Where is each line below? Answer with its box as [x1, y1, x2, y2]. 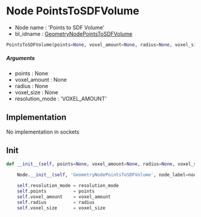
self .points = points [17, 188, 95, 194]
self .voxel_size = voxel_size [17, 204, 106, 211]
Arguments [6, 55, 35, 62]
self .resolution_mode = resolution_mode [17, 183, 119, 189]
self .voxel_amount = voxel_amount [17, 194, 111, 200]
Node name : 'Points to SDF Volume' [14, 24, 105, 31]
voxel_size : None [14, 88, 59, 96]
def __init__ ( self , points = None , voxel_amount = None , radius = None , [6, 161, 175, 168]
